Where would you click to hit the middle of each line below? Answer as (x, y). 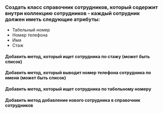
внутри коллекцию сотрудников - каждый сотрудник (72, 13)
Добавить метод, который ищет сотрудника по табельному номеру (78, 89)
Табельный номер (31, 30)
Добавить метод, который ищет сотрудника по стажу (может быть (78, 56)
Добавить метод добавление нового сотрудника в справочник (73, 100)
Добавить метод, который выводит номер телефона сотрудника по (78, 73)
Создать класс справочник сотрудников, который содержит (81, 7)
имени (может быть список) (36, 78)
